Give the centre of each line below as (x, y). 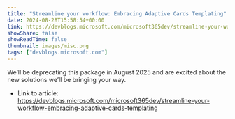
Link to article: (38, 93)
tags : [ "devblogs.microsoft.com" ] (58, 53)
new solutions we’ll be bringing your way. (67, 79)
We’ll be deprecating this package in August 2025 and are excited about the (117, 72)
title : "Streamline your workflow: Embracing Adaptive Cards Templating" (117, 14)
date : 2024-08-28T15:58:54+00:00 (56, 20)
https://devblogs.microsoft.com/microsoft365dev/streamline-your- (113, 100)
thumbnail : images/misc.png (48, 46)
